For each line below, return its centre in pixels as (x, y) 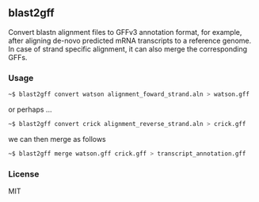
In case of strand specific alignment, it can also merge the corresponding (128, 49)
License (24, 173)
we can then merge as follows (57, 139)
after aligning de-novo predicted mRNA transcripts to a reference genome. (130, 40)
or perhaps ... (30, 109)
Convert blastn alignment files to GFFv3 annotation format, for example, (125, 32)
